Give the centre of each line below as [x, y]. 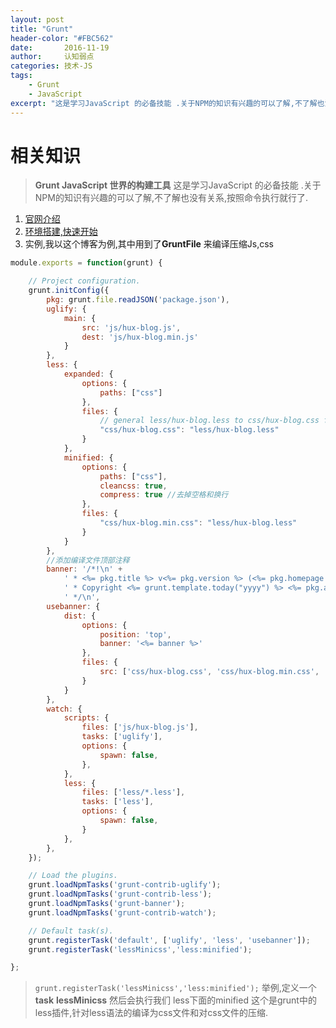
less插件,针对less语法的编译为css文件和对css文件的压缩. [151, 1013]
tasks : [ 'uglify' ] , [122, 737]
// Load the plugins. [73, 876]
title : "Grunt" [42, 29]
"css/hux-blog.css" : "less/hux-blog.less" [189, 430]
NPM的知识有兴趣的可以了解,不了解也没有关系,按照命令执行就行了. [171, 198]
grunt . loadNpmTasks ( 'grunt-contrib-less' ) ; [120, 894]
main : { [80, 318]
